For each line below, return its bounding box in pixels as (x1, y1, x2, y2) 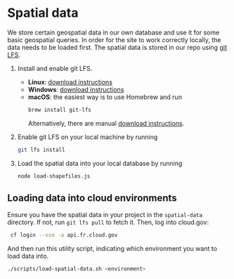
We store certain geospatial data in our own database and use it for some (7, 28, 220, 37)
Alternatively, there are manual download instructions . (27, 119, 185, 127)
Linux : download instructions (27, 77, 112, 86)
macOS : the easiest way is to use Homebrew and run (27, 93, 183, 101)
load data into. (7, 252, 49, 261)
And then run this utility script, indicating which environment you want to (7, 245, 218, 253)
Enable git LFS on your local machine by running (17, 132, 158, 141)
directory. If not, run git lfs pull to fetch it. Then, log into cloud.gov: (7, 218, 209, 226)
